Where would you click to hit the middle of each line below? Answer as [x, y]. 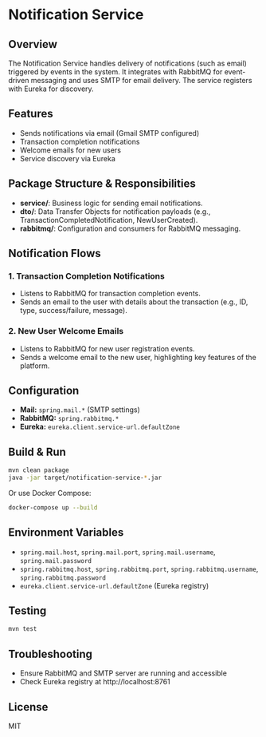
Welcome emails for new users [70, 150]
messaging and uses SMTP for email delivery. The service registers [141, 80]
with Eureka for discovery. [51, 89]
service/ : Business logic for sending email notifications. [111, 203]
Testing [27, 611]
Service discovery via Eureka [67, 158]
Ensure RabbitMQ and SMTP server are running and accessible [123, 673]
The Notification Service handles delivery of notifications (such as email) [127, 63]
